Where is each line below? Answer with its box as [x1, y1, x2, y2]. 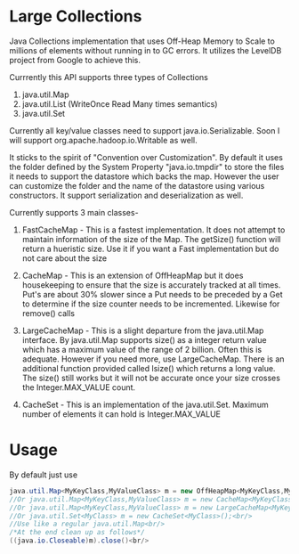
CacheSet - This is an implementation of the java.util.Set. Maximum [21, 399, 269, 410]
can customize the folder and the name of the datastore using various [9, 180, 265, 191]
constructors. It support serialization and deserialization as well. [9, 190, 244, 200]
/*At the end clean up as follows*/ [9, 528, 145, 537]
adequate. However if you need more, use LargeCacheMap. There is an [21, 354, 285, 364]
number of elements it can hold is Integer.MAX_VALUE [21, 408, 221, 420]
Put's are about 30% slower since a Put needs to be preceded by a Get [21, 289, 283, 299]
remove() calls [21, 307, 76, 318]
